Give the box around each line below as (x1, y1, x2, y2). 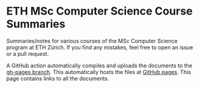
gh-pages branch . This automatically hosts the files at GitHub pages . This (6, 68, 191, 75)
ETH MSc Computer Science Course (6, 4, 193, 18)
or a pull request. (6, 50, 49, 57)
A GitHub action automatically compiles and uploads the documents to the (6, 62, 193, 69)
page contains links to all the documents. (6, 75, 110, 82)
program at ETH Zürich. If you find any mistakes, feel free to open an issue (6, 44, 194, 51)
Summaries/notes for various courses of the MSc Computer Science (6, 37, 178, 44)
